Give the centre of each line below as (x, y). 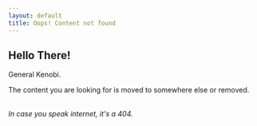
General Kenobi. (35, 75)
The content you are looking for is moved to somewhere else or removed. (129, 90)
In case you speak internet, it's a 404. (71, 114)
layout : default (35, 16)
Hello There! (40, 55)
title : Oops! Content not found (62, 23)
